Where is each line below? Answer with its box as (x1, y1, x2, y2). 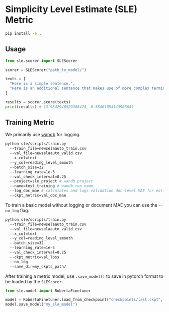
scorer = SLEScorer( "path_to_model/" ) (5, 67, 87, 73)
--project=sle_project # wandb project (10, 179, 94, 184)
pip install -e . (5, 31, 42, 36)
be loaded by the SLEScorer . (5, 278, 63, 284)
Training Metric (5, 118, 54, 127)
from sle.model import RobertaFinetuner (5, 288, 92, 293)
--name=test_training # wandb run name (10, 183, 94, 189)
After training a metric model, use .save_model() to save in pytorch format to (5, 273, 163, 279)
